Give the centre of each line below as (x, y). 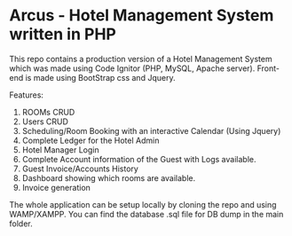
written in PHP (63, 34)
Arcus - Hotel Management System (142, 16)
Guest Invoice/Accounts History (80, 169)
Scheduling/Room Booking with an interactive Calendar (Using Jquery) (151, 130)
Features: (27, 95)
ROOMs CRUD (48, 112)
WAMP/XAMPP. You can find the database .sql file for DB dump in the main (146, 214)
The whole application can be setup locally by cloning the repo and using (143, 204)
